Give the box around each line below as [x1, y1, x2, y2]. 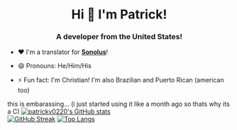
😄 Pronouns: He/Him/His [17, 62, 92, 70]
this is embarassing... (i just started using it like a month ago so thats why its [7, 99, 231, 109]
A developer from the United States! [55, 32, 183, 42]
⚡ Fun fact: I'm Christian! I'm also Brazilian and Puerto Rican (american [17, 76, 225, 85]
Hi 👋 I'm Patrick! [71, 6, 167, 23]
